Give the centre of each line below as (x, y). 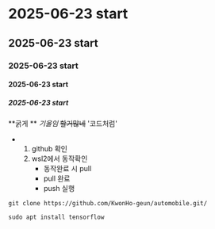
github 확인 (49, 149)
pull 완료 (57, 178)
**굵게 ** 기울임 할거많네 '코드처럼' (63, 124)
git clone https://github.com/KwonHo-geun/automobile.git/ (108, 204)
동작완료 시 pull (67, 169)
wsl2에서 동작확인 (60, 158)
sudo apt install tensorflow (56, 218)
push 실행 (59, 189)
